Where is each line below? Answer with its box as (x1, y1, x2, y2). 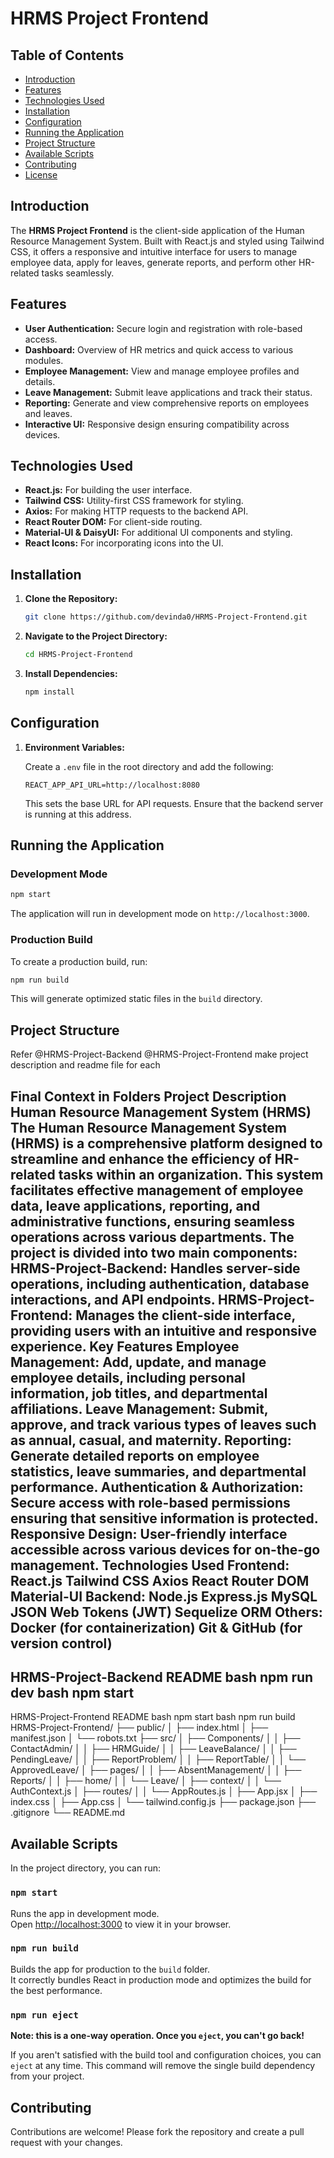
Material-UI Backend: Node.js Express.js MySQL (10, 1588, 318, 1605)
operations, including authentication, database (10, 1275, 310, 1292)
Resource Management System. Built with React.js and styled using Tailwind (10, 235, 325, 247)
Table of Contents (10, 47, 125, 64)
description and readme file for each (10, 1059, 161, 1071)
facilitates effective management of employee (10, 1182, 304, 1199)
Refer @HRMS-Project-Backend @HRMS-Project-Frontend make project (10, 1048, 309, 1061)
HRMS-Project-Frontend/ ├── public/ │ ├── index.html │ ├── (10, 1722, 269, 1734)
